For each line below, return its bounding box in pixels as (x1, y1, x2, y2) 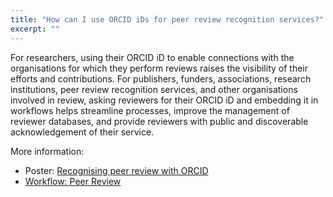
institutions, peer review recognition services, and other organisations (10, 83, 298, 95)
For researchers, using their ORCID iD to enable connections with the (10, 51, 295, 63)
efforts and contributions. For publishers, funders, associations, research (10, 72, 312, 85)
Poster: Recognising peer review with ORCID (24, 164, 209, 176)
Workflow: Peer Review (24, 175, 122, 187)
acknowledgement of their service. (10, 126, 155, 138)
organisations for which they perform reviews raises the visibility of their (10, 62, 308, 74)
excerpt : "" (10, 24, 60, 34)
